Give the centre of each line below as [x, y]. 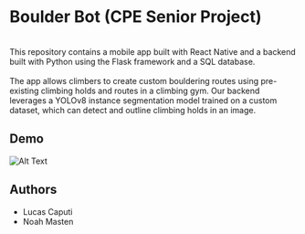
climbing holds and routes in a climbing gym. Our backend [150, 90]
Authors [33, 190]
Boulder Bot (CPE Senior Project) [136, 17]
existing [24, 90]
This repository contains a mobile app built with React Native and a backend [153, 51]
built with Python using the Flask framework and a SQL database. [132, 61]
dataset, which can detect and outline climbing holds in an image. [133, 110]
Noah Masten [48, 221]
